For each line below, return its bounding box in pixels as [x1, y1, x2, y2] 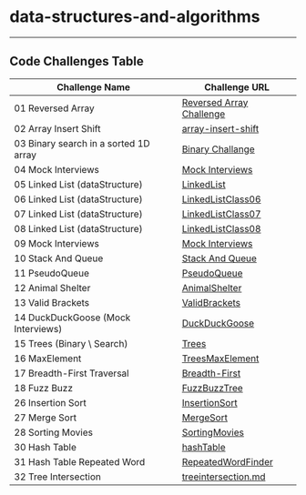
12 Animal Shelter [14, 281, 91, 294]
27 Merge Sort [14, 411, 77, 424]
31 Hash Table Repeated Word [14, 455, 146, 468]
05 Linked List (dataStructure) [14, 177, 143, 190]
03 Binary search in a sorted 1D [14, 136, 150, 149]
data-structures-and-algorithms [9, 6, 261, 27]
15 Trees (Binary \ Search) [14, 337, 128, 349]
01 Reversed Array [14, 102, 96, 115]
